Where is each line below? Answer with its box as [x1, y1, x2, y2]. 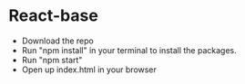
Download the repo [21, 35, 95, 46]
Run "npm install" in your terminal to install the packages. [21, 44, 238, 55]
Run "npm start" [21, 54, 83, 65]
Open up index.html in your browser [21, 64, 157, 75]
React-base [8, 5, 99, 26]
